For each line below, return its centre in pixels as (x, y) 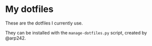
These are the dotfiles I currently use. (44, 23)
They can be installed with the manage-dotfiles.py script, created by (76, 32)
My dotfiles (29, 9)
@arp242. (16, 38)
